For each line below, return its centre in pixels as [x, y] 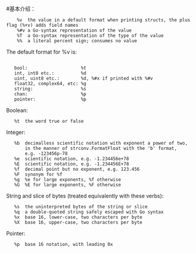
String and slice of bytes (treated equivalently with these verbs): [85, 196]
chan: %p [50, 94]
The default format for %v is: [42, 52]
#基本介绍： [21, 9]
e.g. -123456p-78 [46, 154]
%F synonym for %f [38, 174]
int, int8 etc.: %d [50, 73]
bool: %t [50, 68]
